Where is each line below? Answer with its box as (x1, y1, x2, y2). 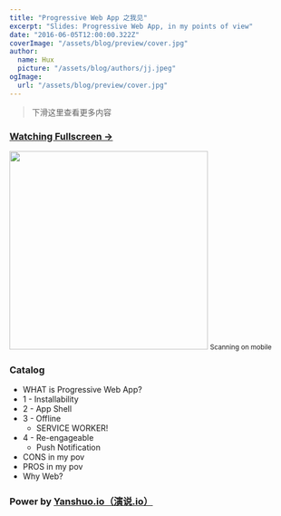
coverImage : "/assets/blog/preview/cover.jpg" (9, 38, 189, 48)
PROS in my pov (22, 462, 83, 472)
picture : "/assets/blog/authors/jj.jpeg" (17, 64, 177, 73)
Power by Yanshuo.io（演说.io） (9, 495, 153, 508)
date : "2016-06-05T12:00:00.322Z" (9, 30, 140, 39)
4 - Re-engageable (22, 433, 94, 443)
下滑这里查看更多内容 (31, 106, 111, 118)
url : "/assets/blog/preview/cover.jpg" (17, 81, 169, 90)
